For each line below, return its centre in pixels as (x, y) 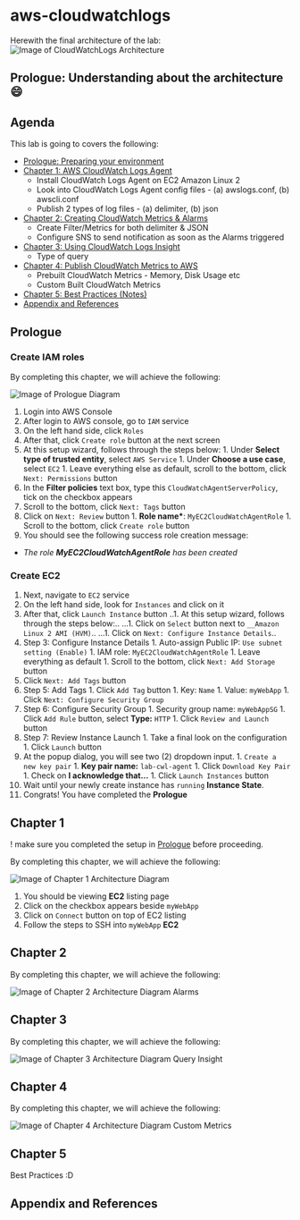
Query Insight (198, 1059)
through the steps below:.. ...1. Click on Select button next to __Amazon (151, 623)
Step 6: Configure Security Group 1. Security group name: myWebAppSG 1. (154, 709)
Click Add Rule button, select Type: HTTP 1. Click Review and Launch (146, 719)
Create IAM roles (47, 357)
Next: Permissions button (70, 478)
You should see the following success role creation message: (136, 535)
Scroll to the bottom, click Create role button (106, 525)
